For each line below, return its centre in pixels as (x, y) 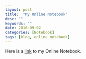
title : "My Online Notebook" (37, 14)
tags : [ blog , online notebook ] (38, 37)
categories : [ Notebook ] (30, 32)
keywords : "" (19, 23)
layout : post (19, 10)
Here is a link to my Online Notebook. (43, 51)
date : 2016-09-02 (23, 28)
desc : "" (14, 19)
